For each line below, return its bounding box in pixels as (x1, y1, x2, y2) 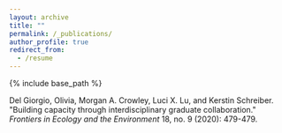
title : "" (9, 21, 46, 30)
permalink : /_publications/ (9, 29, 113, 38)
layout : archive (9, 12, 69, 22)
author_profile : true (9, 37, 89, 47)
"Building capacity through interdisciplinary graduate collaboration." (9, 105, 256, 115)
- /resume (17, 54, 53, 63)
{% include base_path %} (9, 78, 103, 88)
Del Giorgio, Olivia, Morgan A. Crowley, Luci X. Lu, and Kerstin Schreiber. (9, 95, 274, 106)
